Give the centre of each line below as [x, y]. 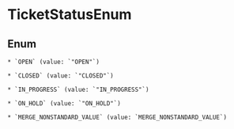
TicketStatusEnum [70, 15]
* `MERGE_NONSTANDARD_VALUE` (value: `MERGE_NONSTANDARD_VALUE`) [117, 117]
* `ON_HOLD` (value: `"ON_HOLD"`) [64, 104]
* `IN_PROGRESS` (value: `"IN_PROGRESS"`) [78, 89]
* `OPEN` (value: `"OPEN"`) [54, 62]
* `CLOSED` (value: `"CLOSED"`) [60, 76]
